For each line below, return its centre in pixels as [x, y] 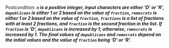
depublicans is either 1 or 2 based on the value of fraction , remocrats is [81, 13]
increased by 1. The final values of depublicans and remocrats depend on [83, 34]
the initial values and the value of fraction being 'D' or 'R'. [68, 40]
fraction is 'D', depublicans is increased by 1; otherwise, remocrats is [79, 29]
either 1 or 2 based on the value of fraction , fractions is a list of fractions [85, 18]
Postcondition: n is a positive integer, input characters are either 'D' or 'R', [85, 7]
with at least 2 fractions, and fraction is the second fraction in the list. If [84, 23]
